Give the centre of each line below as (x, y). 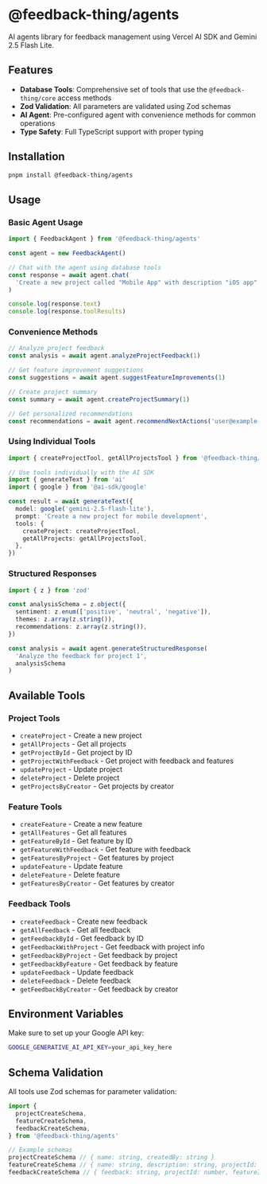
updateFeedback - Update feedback (77, 972)
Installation (37, 157)
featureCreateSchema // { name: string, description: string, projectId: (133, 1165)
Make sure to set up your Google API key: (76, 1033)
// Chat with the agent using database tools (85, 267)
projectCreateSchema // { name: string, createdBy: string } (112, 1158)
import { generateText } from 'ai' (67, 480)
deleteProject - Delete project (70, 777)
